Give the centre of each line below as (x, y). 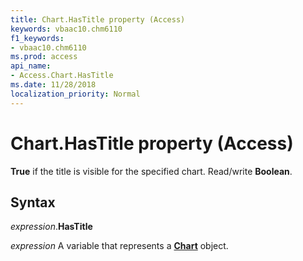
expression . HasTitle (51, 227)
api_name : (31, 66)
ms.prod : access (44, 57)
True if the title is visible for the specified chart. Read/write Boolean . (151, 171)
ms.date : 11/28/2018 (53, 85)
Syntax (33, 202)
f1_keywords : (37, 38)
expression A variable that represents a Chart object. (119, 246)
